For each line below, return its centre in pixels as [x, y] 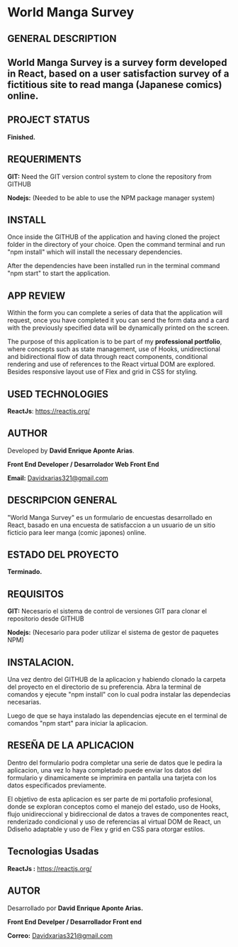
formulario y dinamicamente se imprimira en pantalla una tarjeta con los [112, 777]
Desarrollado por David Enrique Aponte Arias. [75, 908]
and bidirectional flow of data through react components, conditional [107, 357]
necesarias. [24, 702]
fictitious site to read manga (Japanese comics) [115, 85]
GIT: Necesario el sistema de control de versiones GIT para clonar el [107, 611]
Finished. [21, 137]
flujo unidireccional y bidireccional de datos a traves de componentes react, [118, 814]
